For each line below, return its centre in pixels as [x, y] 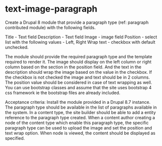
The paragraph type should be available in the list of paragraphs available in [81, 107]
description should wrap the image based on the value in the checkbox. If [79, 72]
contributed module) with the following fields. [50, 27]
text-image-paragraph [51, 9]
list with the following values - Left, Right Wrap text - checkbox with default [80, 42]
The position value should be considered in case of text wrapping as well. [79, 82]
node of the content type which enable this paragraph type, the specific [77, 123]
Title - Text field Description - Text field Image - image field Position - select [81, 37]
